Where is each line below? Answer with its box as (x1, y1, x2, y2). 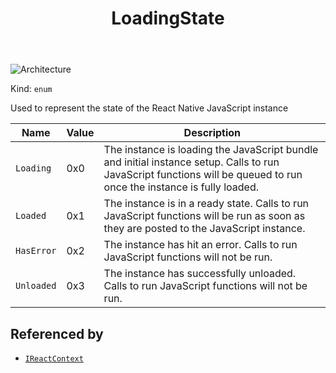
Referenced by (10, 325, 104, 342)
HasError (15, 245, 57, 257)
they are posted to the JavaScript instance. (103, 222, 306, 236)
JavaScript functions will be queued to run (103, 168, 303, 182)
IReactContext (24, 354, 84, 364)
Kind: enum (10, 83, 53, 95)
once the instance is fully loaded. (103, 180, 259, 194)
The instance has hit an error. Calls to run (103, 238, 298, 252)
